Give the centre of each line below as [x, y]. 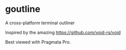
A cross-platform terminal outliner [40, 23]
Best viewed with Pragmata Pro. [38, 42]
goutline [23, 9]
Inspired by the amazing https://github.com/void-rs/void [63, 32]
